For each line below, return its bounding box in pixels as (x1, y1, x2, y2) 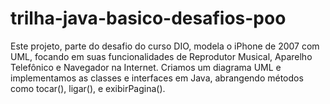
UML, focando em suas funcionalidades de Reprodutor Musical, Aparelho (10, 50, 313, 62)
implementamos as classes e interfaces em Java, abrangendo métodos (10, 72, 304, 84)
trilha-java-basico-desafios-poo (10, 7, 287, 30)
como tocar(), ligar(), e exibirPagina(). (10, 82, 166, 94)
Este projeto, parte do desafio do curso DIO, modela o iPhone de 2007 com (10, 40, 320, 52)
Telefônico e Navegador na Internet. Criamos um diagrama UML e (10, 61, 282, 73)
